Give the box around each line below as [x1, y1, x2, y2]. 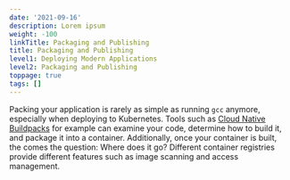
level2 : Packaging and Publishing [9, 63, 138, 72]
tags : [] [9, 79, 42, 88]
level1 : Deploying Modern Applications [9, 54, 158, 63]
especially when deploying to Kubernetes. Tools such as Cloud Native [9, 113, 266, 124]
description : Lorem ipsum [9, 21, 105, 30]
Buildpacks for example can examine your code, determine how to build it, [9, 122, 283, 134]
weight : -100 [9, 29, 58, 38]
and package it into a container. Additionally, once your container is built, [9, 132, 278, 143]
